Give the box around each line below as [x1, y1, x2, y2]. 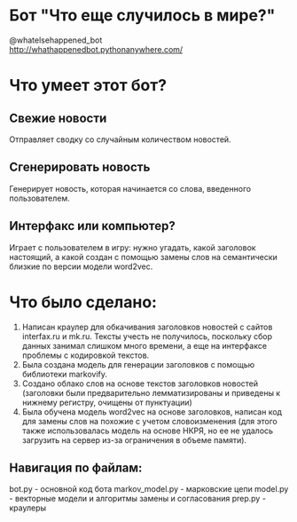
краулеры [9, 502, 47, 513]
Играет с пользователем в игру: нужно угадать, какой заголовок [9, 241, 256, 253]
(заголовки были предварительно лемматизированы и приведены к [21, 387, 281, 398]
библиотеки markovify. [21, 368, 108, 379]
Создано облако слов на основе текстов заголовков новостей [21, 378, 259, 389]
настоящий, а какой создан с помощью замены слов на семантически [9, 251, 277, 262]
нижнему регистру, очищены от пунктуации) [21, 397, 192, 407]
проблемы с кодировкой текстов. [21, 350, 150, 360]
